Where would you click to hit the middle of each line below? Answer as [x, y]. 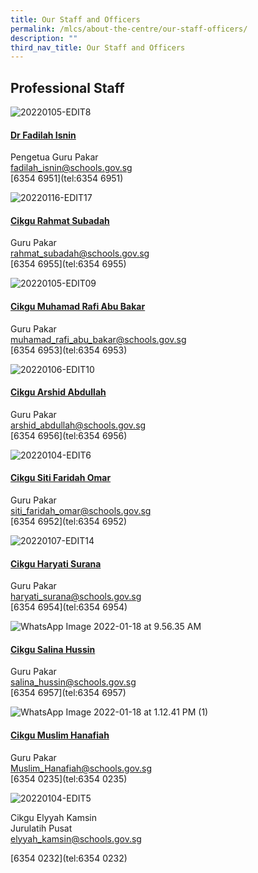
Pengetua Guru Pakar [54, 157]
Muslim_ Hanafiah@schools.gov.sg [81, 768]
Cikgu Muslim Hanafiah [60, 735]
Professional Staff [67, 87]
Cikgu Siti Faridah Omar [61, 478]
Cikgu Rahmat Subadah [60, 220]
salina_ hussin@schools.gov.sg [73, 682]
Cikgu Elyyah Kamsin [53, 817]
